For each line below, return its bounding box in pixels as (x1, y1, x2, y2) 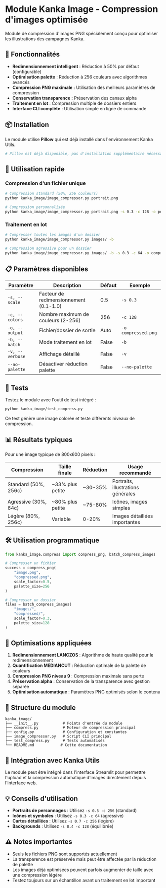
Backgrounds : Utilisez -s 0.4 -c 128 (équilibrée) (12, 823, 114, 829)
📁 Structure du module (5, 703, 76, 712)
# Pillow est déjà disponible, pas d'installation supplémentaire (5, 151, 145, 156)
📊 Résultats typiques (5, 436, 73, 444)
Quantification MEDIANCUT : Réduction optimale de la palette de (12, 663, 147, 668)
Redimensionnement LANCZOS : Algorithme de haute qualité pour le (12, 652, 154, 658)
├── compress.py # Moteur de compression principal (5, 725, 136, 731)
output (7, 330, 23, 336)
